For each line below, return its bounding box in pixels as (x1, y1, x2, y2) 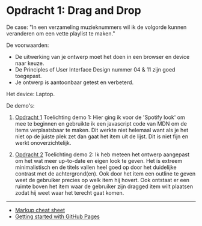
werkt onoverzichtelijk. (14, 139, 72, 146)
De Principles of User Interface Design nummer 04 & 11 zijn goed (14, 66, 176, 73)
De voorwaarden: (6, 41, 49, 49)
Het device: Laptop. (6, 90, 55, 97)
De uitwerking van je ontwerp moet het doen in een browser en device (14, 53, 190, 60)
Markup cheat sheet (14, 206, 65, 213)
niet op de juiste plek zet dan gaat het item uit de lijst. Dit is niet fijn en (14, 133, 188, 140)
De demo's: (6, 102, 35, 109)
